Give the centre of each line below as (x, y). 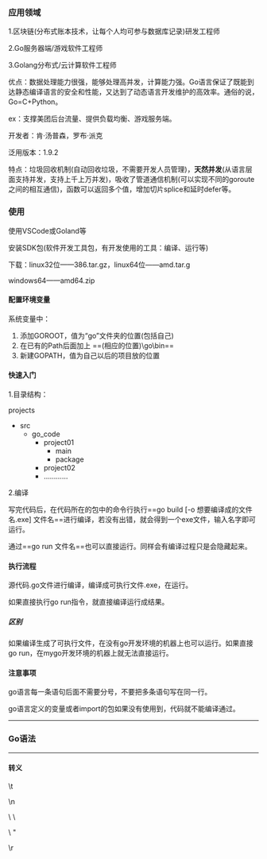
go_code (46, 434)
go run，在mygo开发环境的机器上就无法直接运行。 (91, 653)
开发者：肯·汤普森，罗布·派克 (56, 136)
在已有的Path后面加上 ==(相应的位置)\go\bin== (97, 345)
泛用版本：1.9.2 (33, 153)
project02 (59, 468)
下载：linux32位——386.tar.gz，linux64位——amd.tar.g (99, 265)
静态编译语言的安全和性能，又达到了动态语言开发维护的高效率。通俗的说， (137, 92)
